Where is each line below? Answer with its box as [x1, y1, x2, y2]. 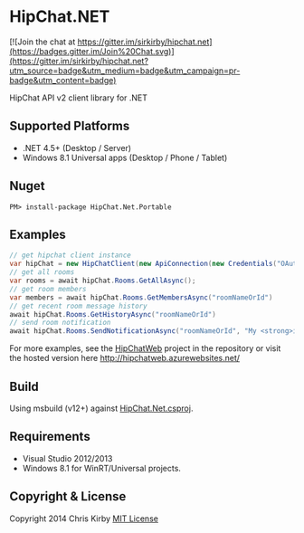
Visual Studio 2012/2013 [22, 452, 113, 463]
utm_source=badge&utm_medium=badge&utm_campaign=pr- [9, 65, 241, 76]
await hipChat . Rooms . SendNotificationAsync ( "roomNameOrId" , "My [9, 327, 257, 336]
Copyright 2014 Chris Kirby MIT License [9, 513, 158, 524]
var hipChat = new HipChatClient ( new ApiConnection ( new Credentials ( [9, 260, 278, 269]
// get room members [9, 284, 88, 293]
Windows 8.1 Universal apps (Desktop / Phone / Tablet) [22, 152, 228, 163]
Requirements [9, 429, 90, 444]
